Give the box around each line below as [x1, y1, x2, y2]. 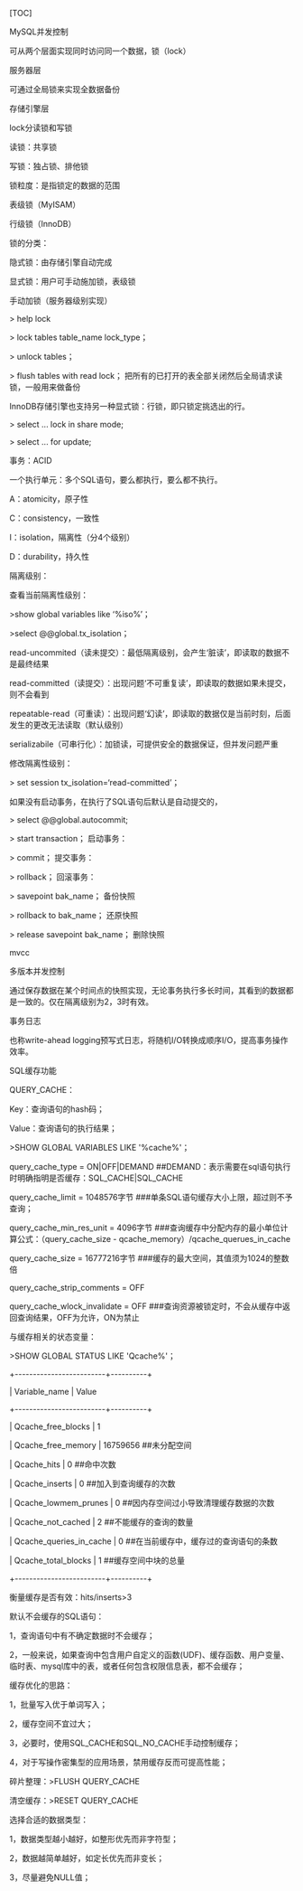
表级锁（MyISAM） [9, 199, 81, 210]
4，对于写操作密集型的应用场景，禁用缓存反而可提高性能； [9, 1757, 228, 1767]
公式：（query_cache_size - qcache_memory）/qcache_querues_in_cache [16, 1234, 291, 1244]
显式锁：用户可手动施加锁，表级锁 [9, 276, 136, 287]
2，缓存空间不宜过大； [9, 1718, 94, 1729]
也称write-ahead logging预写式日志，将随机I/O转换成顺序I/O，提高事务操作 [9, 1035, 289, 1045]
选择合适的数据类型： [9, 1814, 88, 1825]
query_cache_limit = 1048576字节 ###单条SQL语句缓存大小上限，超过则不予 [9, 1192, 293, 1202]
